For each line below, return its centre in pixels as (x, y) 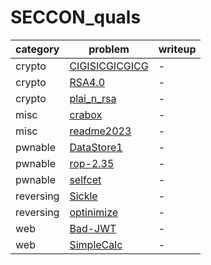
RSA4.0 (87, 82)
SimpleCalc (96, 244)
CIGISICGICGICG (109, 66)
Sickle (83, 196)
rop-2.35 (92, 163)
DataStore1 (96, 147)
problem (109, 49)
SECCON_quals (76, 17)
